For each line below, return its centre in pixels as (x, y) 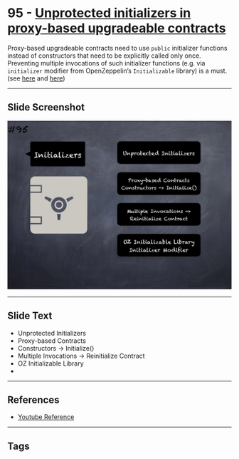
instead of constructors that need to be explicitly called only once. (104, 56)
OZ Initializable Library (51, 363)
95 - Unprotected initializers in (99, 13)
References (33, 399)
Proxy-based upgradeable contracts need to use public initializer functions (117, 48)
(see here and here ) (36, 78)
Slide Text (30, 316)
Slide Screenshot (46, 107)
